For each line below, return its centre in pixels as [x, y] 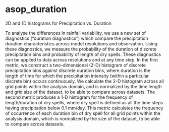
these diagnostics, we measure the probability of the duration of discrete [81, 49]
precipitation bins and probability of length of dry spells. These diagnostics [83, 54]
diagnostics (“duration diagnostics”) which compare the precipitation [77, 38]
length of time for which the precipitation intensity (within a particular [77, 76]
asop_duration [36, 9]
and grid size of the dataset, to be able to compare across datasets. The [80, 92]
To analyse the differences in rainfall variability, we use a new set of [76, 33]
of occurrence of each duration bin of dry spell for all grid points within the [83, 113]
